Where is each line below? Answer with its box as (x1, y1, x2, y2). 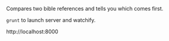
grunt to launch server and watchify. (6, 17, 96, 23)
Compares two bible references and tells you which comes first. (6, 5, 164, 12)
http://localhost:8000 (6, 28, 59, 35)
